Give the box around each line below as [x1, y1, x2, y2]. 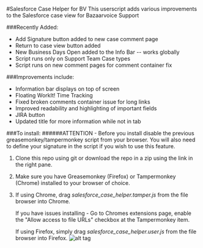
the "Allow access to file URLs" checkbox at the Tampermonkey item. [15, 216, 190, 223]
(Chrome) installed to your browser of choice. [15, 179, 130, 186]
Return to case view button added [15, 42, 101, 49]
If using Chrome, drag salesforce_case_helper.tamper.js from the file [15, 191, 188, 198]
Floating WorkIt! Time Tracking [15, 92, 93, 99]
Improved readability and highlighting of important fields [15, 105, 157, 112]
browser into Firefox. [15, 235, 68, 241]
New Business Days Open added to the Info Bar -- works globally [15, 48, 180, 56]
